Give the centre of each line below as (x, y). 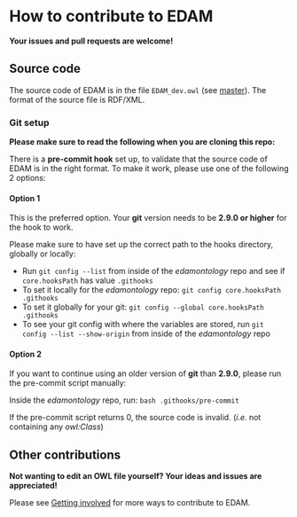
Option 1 (25, 198)
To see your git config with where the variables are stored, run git (143, 325)
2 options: (27, 178)
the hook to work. (41, 227)
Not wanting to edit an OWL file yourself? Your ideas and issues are (136, 476)
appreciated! (33, 486)
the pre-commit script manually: (68, 383)
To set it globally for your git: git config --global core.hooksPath (143, 307)
